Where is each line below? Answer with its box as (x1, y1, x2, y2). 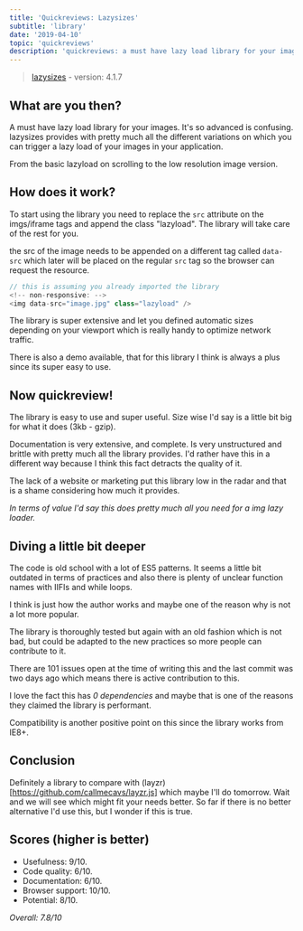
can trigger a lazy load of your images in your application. (9, 141, 224, 152)
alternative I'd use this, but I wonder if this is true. (9, 805, 193, 816)
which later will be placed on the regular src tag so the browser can (23, 255, 275, 266)
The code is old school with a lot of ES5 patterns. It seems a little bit (9, 562, 262, 573)
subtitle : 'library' (9, 22, 87, 31)
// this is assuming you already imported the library (9, 282, 220, 291)
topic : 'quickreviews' (9, 38, 95, 48)
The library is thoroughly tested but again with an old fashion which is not (9, 626, 282, 637)
